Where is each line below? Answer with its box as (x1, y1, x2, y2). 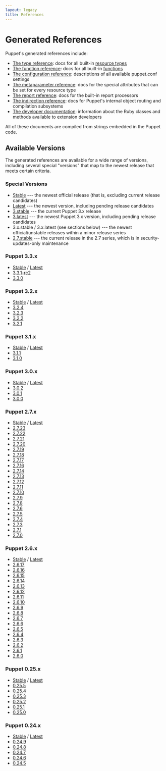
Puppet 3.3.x (5, 253, 38, 260)
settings (12, 76, 30, 82)
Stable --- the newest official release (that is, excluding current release (12, 192, 160, 198)
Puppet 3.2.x (5, 287, 38, 294)
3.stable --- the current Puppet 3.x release (12, 208, 101, 214)
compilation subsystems (12, 103, 64, 109)
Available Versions (5, 143, 66, 152)
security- (140, 235, 160, 241)
